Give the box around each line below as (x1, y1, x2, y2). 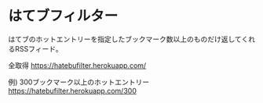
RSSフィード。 (14, 44, 63, 53)
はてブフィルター (8, 7, 119, 25)
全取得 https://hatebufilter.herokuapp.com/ (8, 60, 147, 70)
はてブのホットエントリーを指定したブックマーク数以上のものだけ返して (8, 34, 242, 44)
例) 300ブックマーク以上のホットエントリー (8, 77, 150, 87)
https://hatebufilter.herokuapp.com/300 (8, 86, 137, 95)
